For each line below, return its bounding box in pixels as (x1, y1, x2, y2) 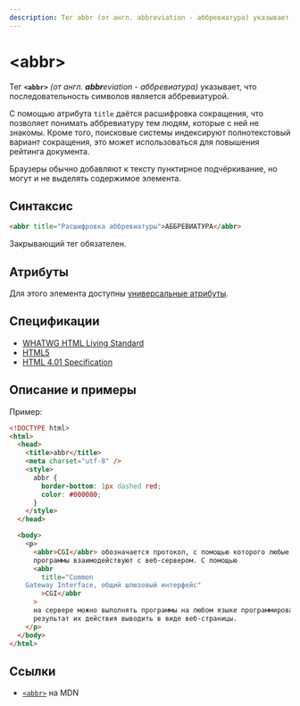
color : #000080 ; (41, 490, 102, 499)
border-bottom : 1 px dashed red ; (41, 482, 162, 491)
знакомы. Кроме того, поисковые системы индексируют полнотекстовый (9, 127, 291, 138)
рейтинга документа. (9, 146, 90, 156)
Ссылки (9, 663, 56, 679)
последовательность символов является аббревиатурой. (9, 90, 229, 101)
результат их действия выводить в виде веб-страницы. (32, 614, 238, 623)
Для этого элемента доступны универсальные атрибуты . (9, 288, 229, 299)
